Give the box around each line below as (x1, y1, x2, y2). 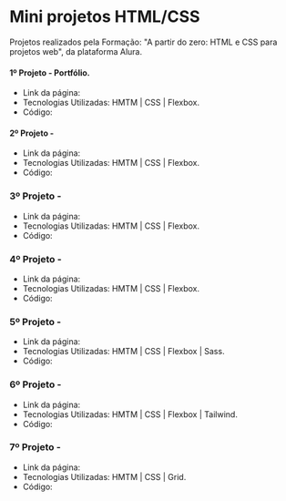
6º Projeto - (9, 378, 62, 391)
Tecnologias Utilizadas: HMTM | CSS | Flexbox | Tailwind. (22, 408, 239, 420)
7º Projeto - (9, 441, 61, 454)
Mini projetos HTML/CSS (9, 6, 200, 27)
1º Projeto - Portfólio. (9, 66, 91, 78)
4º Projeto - (9, 252, 62, 265)
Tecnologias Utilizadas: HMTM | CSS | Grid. (22, 471, 187, 482)
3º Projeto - (9, 189, 62, 202)
